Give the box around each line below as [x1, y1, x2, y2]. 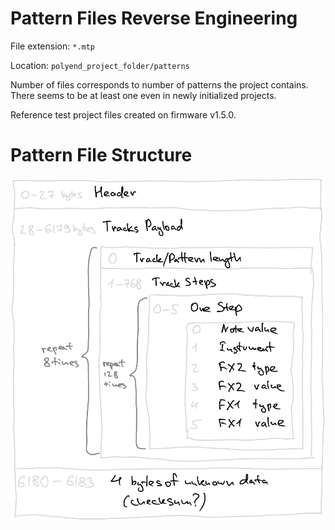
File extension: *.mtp [10, 40, 95, 52]
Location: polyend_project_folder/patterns [10, 59, 190, 71]
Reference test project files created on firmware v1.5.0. [10, 108, 237, 121]
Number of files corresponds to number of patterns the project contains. [10, 78, 309, 91]
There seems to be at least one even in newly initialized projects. [10, 89, 277, 101]
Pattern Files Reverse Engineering [10, 7, 298, 30]
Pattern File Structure [10, 144, 193, 167]
